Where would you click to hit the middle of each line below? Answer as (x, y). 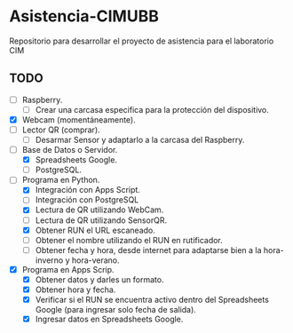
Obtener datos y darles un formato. (99, 279)
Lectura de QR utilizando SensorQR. (101, 220)
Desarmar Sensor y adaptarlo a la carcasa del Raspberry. (140, 140)
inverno (49, 260)
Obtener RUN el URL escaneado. (95, 230)
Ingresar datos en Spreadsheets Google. (109, 319)
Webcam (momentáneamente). (79, 119)
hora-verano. (95, 260)
